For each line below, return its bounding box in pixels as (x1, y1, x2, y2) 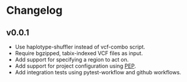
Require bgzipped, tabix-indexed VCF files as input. (14, 50, 143, 57)
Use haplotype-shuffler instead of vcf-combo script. (14, 43, 146, 50)
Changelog (6, 4, 63, 17)
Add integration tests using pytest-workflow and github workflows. (14, 69, 182, 75)
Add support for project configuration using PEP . (14, 62, 136, 69)
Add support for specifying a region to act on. (14, 56, 129, 63)
